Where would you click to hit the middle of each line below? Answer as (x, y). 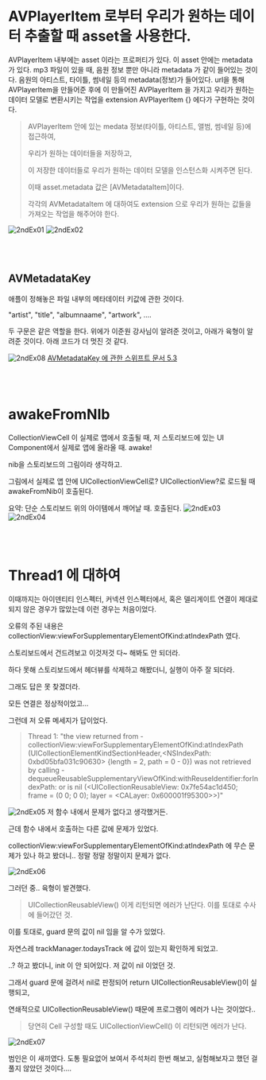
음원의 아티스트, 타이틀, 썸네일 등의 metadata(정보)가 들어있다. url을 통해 (131, 80)
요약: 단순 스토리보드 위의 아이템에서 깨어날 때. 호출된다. (95, 508)
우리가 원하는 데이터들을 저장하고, (80, 153)
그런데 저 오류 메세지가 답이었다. (58, 720)
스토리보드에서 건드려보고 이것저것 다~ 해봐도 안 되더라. (94, 652)
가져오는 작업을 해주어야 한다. (73, 214)
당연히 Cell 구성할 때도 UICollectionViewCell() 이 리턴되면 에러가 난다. (137, 1026)
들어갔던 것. (54, 915)
